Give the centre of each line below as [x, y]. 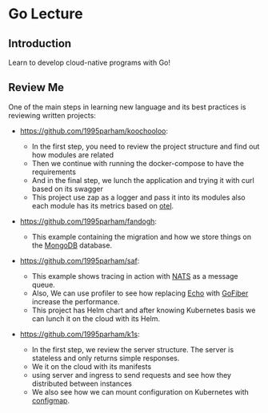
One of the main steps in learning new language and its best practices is [127, 107]
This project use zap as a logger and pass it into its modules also [138, 197]
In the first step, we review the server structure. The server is [133, 349]
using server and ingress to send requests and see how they [132, 375]
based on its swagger [68, 189]
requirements [54, 172]
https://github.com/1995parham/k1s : [80, 334]
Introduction [40, 44]
